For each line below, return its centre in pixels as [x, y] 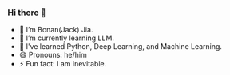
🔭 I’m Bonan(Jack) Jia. [56, 30]
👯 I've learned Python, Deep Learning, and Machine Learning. [121, 47]
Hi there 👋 [27, 13]
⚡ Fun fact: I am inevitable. [63, 64]
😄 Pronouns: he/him [53, 55]
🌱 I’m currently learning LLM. [67, 38]
